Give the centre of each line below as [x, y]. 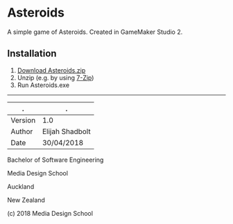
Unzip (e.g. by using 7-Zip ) [55, 77]
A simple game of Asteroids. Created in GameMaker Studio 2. [95, 32]
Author [22, 131]
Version [23, 120]
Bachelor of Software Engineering [55, 160]
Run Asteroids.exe [43, 85]
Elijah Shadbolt [67, 131]
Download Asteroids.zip [51, 70]
